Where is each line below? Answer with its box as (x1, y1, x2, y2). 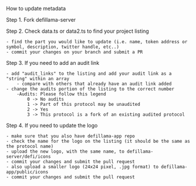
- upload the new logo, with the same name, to (6, 149, 125, 154)
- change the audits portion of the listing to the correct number (6, 86, 175, 92)
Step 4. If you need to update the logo (6, 122, 98, 129)
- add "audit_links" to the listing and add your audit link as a (6, 71, 172, 77)
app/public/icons (6, 169, 49, 175)
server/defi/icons (6, 154, 51, 160)
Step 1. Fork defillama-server (6, 16, 76, 23)
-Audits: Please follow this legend (16, 91, 107, 97)
